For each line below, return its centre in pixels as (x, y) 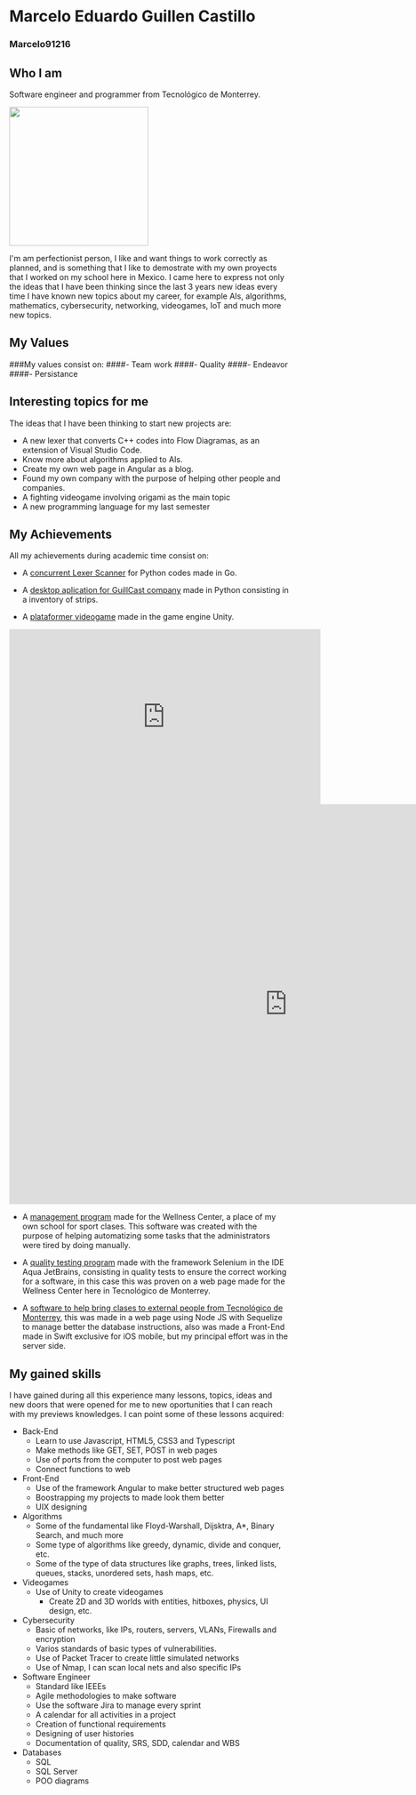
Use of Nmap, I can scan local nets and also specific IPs (138, 1668)
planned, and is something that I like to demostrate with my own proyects (143, 268)
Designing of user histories (85, 1734)
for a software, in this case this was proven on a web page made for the (154, 1281)
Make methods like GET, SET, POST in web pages (126, 1450)
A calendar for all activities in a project (105, 1715)
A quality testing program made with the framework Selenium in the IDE (153, 1262)
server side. (44, 1346)
